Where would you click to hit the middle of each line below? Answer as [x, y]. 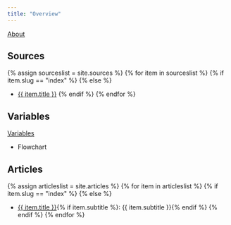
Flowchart [32, 147]
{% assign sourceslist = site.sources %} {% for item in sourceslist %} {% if [115, 73]
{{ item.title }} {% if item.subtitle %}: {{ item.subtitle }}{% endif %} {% [118, 207]
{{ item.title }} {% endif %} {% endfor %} [76, 94]
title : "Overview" [34, 14]
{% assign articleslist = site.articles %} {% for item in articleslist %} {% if [113, 186]
